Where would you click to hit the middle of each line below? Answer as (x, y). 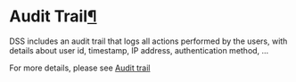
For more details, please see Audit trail (80, 68)
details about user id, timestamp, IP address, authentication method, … (139, 50)
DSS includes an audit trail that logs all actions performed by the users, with (148, 41)
